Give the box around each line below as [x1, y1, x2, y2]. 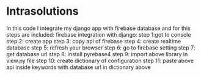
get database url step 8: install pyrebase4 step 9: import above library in [6, 50, 188, 57]
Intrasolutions [6, 4, 79, 18]
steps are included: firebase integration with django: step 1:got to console [6, 31, 191, 38]
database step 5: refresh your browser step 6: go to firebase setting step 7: [6, 44, 196, 51]
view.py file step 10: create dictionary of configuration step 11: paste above [6, 57, 194, 64]
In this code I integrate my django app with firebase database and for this [6, 24, 191, 32]
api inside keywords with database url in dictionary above [6, 63, 151, 71]
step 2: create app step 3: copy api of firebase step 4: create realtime [6, 37, 181, 45]
